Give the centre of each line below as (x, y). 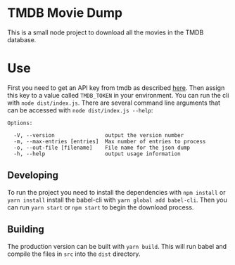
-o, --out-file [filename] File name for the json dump (102, 148)
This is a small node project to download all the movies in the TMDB (106, 32)
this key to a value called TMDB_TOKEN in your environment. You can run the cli (118, 95)
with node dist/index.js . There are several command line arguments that (114, 103)
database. (22, 39)
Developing (33, 175)
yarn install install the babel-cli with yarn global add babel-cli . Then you (117, 200)
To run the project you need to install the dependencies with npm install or (117, 192)
